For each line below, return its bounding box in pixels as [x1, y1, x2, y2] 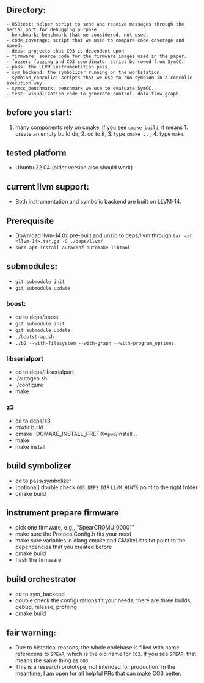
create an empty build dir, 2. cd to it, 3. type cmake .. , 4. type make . [15, 130, 185, 137]
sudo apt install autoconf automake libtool [15, 245, 131, 251]
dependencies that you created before [15, 544, 112, 551]
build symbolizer [6, 461, 71, 471]
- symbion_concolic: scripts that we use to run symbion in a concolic [6, 75, 192, 81]
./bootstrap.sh [15, 334, 54, 340]
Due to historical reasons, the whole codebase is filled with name [15, 644, 180, 651]
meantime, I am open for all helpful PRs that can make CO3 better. [15, 670, 182, 677]
